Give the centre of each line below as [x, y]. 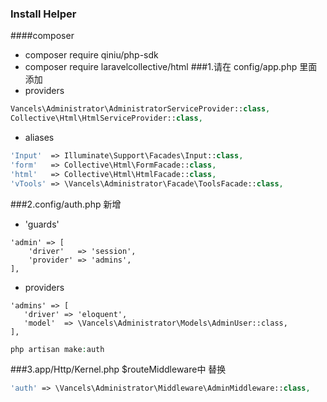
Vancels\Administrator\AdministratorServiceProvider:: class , [140, 109]
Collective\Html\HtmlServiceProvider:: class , [106, 118]
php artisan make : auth [57, 349]
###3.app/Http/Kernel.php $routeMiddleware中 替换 [118, 369]
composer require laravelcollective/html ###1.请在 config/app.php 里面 [171, 67]
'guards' [42, 224]
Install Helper [43, 14]
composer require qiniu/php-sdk [91, 55]
